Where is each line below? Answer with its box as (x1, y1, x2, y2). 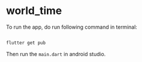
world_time (6, 4, 62, 18)
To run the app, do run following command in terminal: (6, 23, 137, 30)
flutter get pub (6, 40, 46, 46)
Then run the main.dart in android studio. (6, 50, 106, 57)
